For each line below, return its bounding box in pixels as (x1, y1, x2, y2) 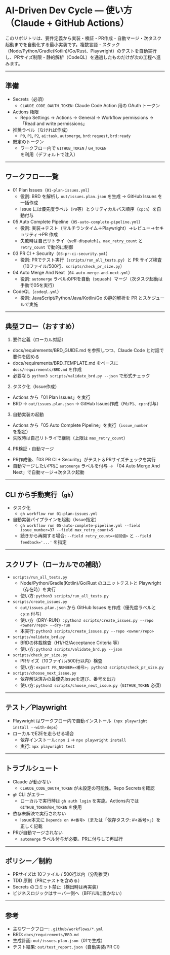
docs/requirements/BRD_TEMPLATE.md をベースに (12, 360, 119, 366)
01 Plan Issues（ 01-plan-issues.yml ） (12, 186, 92, 193)
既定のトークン (12, 138, 44, 145)
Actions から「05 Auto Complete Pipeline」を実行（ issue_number (12, 422, 148, 428)
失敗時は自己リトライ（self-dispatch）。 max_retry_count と (20, 237, 143, 244)
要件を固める (12, 354, 39, 360)
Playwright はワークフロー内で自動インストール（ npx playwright (12, 717, 148, 724)
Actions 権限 (12, 109, 39, 115)
